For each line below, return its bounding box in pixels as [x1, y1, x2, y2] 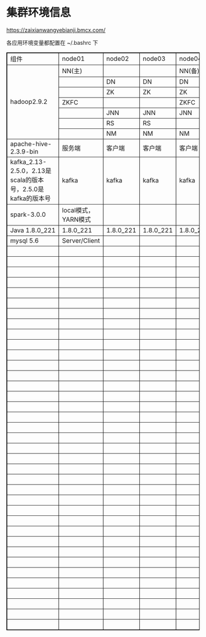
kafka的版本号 [10, 194, 51, 203]
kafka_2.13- [10, 157, 47, 166]
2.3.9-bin [10, 147, 39, 155]
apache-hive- [10, 139, 52, 148]
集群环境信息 [6, 6, 72, 20]
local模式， [62, 206, 94, 214]
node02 [106, 54, 129, 63]
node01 [62, 54, 85, 63]
